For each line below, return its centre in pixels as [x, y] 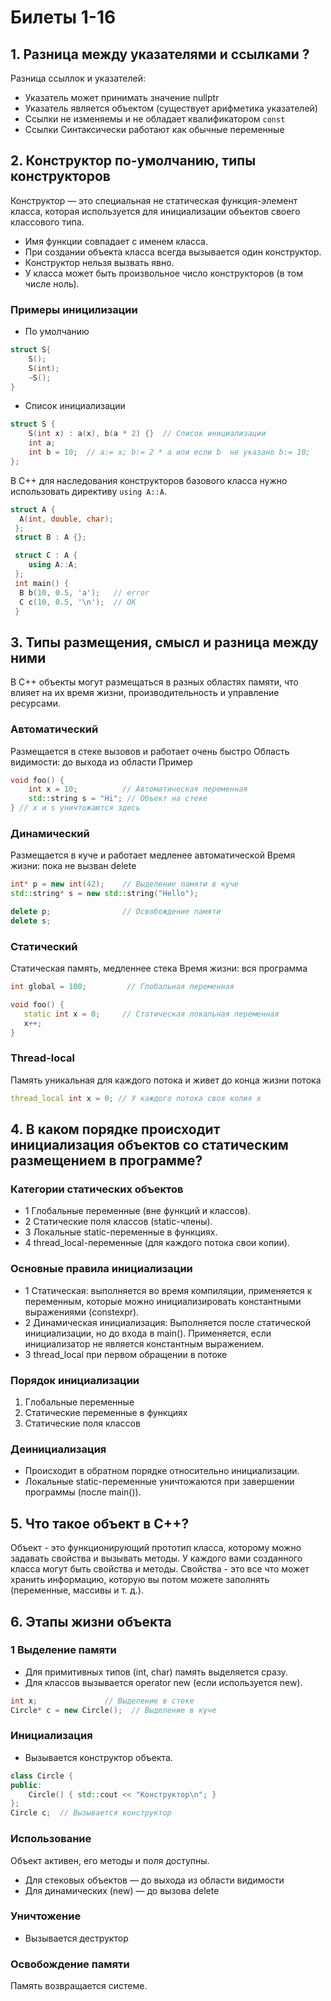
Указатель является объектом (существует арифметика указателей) [171, 108]
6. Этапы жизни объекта [91, 1621]
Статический [44, 946]
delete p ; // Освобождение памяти [116, 912]
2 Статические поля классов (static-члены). [118, 1222]
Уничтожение [46, 1916]
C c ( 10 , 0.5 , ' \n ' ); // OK [78, 602]
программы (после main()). [83, 1492]
